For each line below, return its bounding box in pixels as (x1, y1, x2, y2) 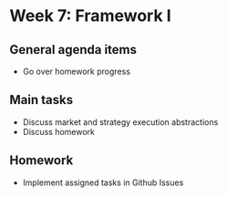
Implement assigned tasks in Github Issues (22, 177, 184, 188)
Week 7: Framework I (9, 5, 171, 26)
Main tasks (9, 92, 74, 108)
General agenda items (9, 42, 138, 57)
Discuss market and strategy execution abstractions (22, 116, 219, 128)
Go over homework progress (22, 66, 130, 77)
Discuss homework (22, 126, 96, 137)
